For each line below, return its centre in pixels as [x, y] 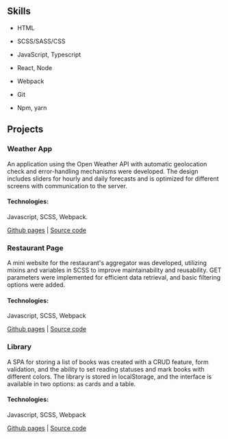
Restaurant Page [35, 248]
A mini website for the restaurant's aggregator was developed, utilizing [107, 263]
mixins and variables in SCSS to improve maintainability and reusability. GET [114, 270]
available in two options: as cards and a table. [72, 383]
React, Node [35, 67]
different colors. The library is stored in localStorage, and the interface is [110, 376]
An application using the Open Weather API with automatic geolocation [107, 164]
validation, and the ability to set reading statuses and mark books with [106, 369]
